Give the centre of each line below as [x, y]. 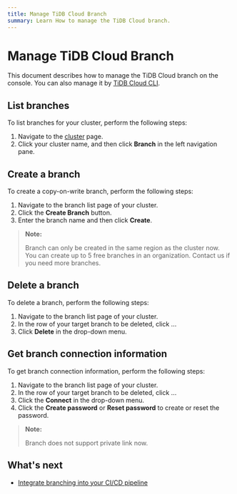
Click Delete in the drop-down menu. [72, 331]
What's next [35, 465]
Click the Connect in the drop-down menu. [81, 400]
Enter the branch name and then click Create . [85, 220]
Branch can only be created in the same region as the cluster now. [122, 248]
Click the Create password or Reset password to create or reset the [118, 408]
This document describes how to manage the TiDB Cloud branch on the [113, 76]
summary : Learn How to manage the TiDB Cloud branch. [89, 21]
